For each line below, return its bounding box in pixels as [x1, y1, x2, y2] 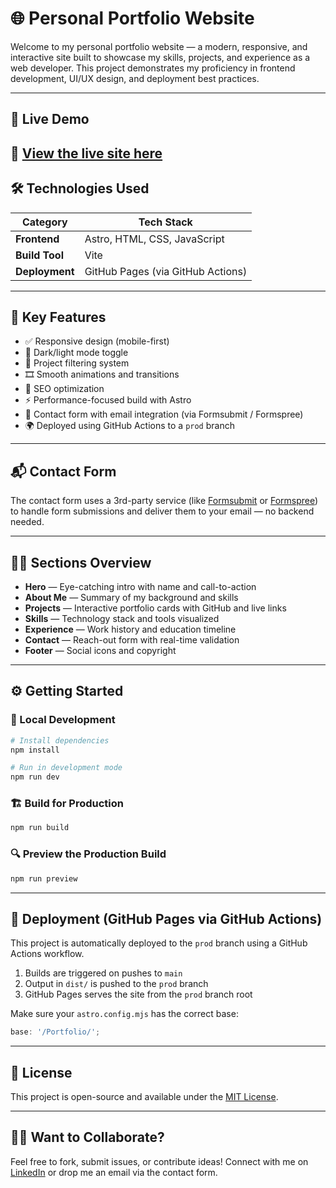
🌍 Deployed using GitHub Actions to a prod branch [24, 420, 235, 432]
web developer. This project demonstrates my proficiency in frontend [10, 62, 296, 74]
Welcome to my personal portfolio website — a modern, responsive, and [10, 40, 308, 52]
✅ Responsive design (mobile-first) [24, 335, 170, 347]
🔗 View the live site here [10, 145, 163, 162]
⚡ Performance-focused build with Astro [24, 394, 192, 406]
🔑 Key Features [10, 308, 107, 326]
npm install [10, 745, 60, 755]
